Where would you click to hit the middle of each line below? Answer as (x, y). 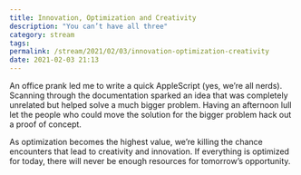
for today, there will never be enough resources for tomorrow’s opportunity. (150, 161)
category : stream (42, 34)
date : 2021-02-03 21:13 (54, 60)
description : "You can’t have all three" (89, 26)
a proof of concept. (45, 124)
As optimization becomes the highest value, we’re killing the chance (136, 142)
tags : (19, 43)
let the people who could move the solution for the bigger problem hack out (150, 115)
